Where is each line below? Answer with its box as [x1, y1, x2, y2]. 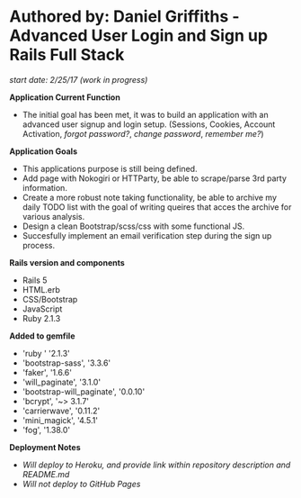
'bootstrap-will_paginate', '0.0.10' [22, 385, 146, 397]
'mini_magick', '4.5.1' [22, 414, 99, 425]
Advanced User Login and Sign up [9, 25, 268, 46]
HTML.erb [22, 284, 61, 294]
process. [22, 240, 56, 250]
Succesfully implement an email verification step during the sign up [22, 230, 272, 240]
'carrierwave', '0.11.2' [22, 405, 101, 416]
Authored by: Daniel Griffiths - [9, 6, 240, 27]
